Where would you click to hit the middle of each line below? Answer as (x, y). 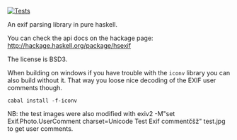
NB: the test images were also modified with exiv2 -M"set (91, 114)
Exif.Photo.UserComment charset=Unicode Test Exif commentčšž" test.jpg (116, 121)
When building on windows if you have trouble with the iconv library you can (119, 73)
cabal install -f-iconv (42, 101)
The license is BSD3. (37, 59)
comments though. (35, 88)
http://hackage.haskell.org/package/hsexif (69, 45)
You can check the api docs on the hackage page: (80, 38)
